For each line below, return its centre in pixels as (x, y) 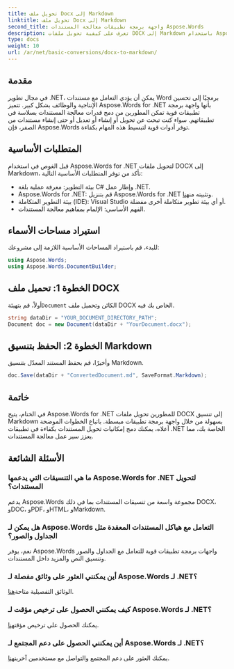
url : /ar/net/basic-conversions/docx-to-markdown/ (83, 53)
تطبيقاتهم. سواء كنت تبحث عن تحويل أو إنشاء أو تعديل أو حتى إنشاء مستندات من (111, 120)
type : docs (24, 40)
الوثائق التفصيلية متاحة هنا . (41, 592)
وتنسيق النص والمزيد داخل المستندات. (57, 558)
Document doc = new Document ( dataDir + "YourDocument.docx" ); (100, 324)
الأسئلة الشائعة (36, 458)
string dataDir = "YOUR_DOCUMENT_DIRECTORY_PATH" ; (83, 317)
